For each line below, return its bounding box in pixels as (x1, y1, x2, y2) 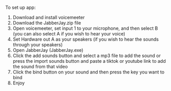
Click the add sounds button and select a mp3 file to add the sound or (12, 52, 161, 59)
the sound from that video (12, 64, 68, 69)
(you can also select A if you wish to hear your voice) (12, 31, 126, 37)
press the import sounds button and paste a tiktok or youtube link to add (12, 58, 166, 64)
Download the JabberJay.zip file (12, 20, 81, 26)
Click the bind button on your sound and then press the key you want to (12, 69, 165, 75)
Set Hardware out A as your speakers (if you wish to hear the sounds (12, 36, 159, 42)
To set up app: (5, 5, 36, 10)
